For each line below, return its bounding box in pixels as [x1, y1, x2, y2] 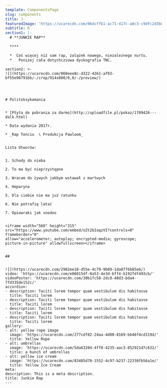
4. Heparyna [5, 184, 30, 189]
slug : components [5, 12, 41, 17]
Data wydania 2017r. [9, 123, 52, 128]
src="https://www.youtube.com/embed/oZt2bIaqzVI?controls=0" [5, 227, 135, 233]
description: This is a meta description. [5, 371, 94, 376]
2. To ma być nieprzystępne [5, 167, 64, 172]
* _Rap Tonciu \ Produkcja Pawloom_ [5, 132, 83, 137]
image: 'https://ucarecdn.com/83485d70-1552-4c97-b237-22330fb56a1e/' [9, 358, 159, 363]
